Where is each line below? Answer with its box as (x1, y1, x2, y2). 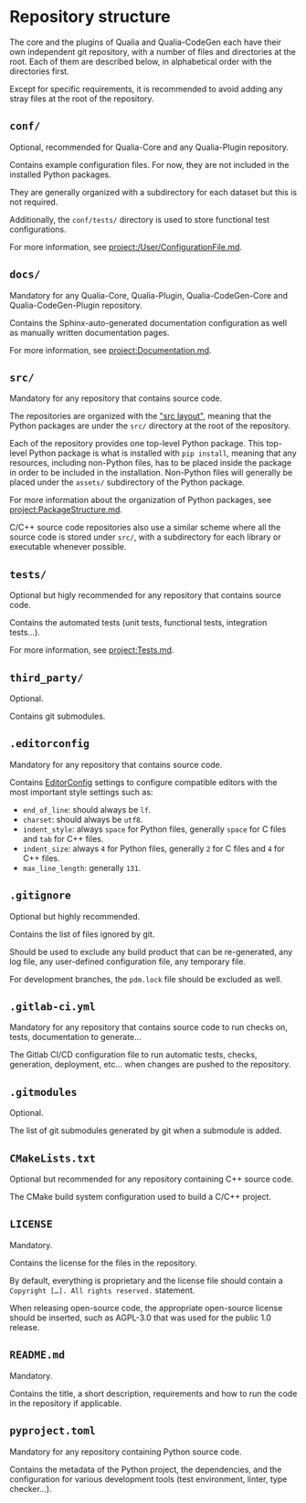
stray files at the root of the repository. (9, 93, 154, 104)
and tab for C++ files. (22, 833, 104, 844)
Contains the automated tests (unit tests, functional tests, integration (9, 617, 268, 628)
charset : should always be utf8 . (22, 814, 143, 825)
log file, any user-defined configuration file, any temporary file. (9, 956, 247, 967)
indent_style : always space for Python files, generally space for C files (22, 824, 287, 835)
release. (9, 1321, 40, 1332)
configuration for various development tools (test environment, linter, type (9, 1473, 288, 1485)
